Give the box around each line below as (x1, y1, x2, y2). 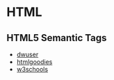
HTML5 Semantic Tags (6, 32, 107, 44)
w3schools (16, 65, 49, 73)
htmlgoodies (16, 58, 53, 66)
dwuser (16, 50, 39, 58)
